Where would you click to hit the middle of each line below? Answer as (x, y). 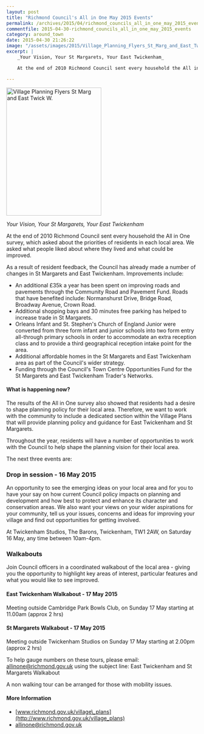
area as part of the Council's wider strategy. (70, 363)
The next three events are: (39, 459)
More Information (29, 698)
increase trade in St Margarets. (54, 317)
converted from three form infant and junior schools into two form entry (104, 330)
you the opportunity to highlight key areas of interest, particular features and (102, 574)
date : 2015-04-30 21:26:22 (40, 40)
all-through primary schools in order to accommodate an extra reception (106, 337)
